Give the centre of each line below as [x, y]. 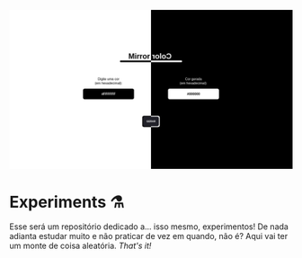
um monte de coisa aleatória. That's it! [80, 246]
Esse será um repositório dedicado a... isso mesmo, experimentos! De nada [149, 227]
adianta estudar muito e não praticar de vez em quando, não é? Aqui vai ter [149, 236]
